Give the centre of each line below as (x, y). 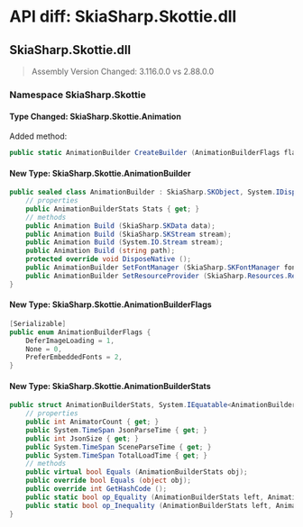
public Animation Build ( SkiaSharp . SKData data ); (121, 226)
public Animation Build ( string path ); (101, 251)
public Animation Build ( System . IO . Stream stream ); (124, 242)
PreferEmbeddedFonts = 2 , (74, 358)
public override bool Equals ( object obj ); (109, 481)
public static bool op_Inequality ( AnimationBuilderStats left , (149, 505)
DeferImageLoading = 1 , (70, 341)
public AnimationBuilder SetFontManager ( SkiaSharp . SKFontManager (153, 268)
